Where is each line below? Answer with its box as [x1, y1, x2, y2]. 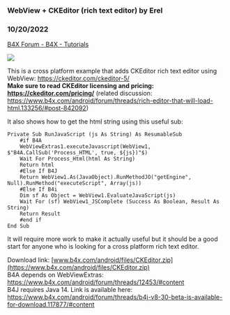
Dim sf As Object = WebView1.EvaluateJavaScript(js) [20, 192, 176, 199]
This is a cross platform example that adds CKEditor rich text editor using [7, 67, 217, 75]
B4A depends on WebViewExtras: [7, 271, 105, 279]
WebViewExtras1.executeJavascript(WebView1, [20, 143, 151, 150]
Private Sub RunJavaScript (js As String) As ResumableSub [7, 131, 183, 138]
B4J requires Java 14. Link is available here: [7, 286, 133, 294]
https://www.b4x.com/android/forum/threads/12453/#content [7, 278, 185, 286]
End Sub [7, 223, 30, 230]
